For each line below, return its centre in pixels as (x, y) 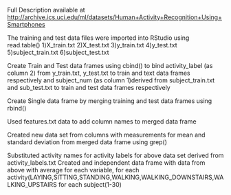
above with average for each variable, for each (73, 170)
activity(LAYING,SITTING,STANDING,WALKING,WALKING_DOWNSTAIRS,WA (115, 177)
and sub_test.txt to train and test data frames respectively (89, 88)
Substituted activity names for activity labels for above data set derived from (115, 155)
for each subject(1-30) (90, 184)
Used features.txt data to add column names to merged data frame (102, 122)
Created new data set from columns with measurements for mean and (106, 135)
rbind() (17, 108)
